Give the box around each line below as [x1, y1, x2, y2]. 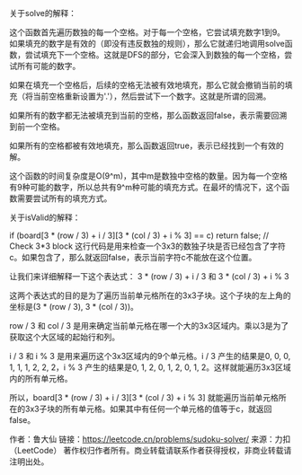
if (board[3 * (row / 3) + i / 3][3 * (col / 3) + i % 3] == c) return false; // [9, 230, 270, 241]
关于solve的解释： [9, 8, 76, 18]
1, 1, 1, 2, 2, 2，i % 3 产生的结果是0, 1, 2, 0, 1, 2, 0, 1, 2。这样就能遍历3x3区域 [9, 362, 291, 373]
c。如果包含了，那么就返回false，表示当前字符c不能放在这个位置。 [9, 252, 257, 262]
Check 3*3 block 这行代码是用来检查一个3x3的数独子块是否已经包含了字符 [9, 241, 286, 251]
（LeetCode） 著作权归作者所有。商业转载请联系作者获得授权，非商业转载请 [9, 445, 292, 455]
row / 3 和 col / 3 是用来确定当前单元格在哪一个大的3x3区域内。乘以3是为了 [9, 321, 289, 330]
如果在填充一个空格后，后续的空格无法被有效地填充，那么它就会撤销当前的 [9, 80, 285, 90]
